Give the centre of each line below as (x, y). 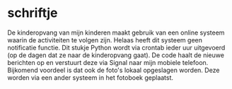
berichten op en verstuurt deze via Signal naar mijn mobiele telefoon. (108, 62)
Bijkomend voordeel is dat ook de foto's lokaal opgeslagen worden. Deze (114, 70)
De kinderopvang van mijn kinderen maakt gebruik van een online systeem (116, 32)
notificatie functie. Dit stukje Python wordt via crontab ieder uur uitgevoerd (116, 47)
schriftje (33, 13)
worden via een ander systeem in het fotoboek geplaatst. (91, 77)
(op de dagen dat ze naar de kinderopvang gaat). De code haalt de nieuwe (116, 55)
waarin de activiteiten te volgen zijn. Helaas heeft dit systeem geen (105, 40)
